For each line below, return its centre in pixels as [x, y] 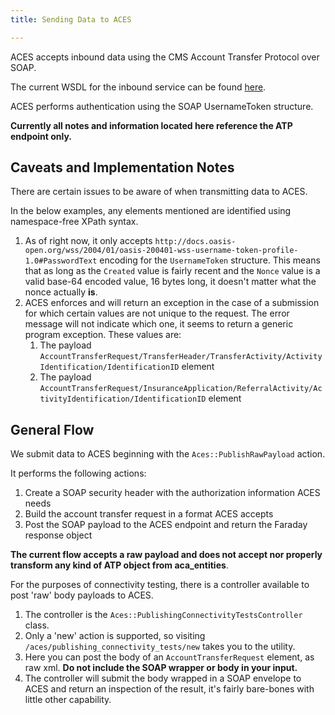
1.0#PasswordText [61, 261]
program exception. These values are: [103, 335]
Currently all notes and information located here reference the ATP [151, 125]
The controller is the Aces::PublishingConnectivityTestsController [163, 615]
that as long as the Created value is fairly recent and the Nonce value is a [172, 271]
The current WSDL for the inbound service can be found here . [138, 87]
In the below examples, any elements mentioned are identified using [151, 211]
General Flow [52, 429]
